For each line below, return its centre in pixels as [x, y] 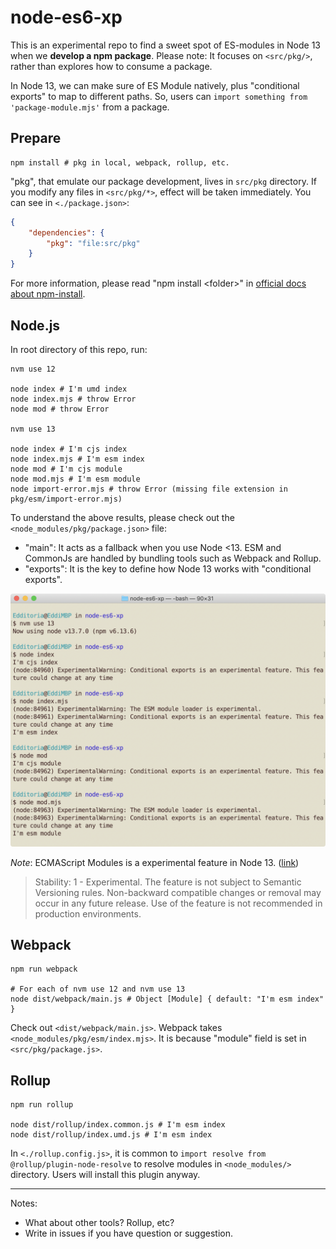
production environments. [88, 913]
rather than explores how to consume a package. [111, 66]
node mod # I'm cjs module [66, 469]
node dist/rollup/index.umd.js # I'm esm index [111, 1135]
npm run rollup [42, 1105]
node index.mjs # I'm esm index [77, 459]
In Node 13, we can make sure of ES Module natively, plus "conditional [155, 85]
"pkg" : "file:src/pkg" [93, 243]
